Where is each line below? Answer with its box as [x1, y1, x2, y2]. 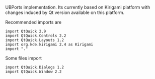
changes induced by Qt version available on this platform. [5, 9, 125, 15]
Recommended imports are [5, 19, 62, 25]
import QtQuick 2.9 [5, 29, 46, 34]
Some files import [5, 55, 42, 61]
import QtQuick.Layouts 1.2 [5, 37, 64, 42]
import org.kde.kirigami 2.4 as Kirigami [5, 42, 94, 47]
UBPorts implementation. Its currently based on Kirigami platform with [5, 4, 150, 10]
